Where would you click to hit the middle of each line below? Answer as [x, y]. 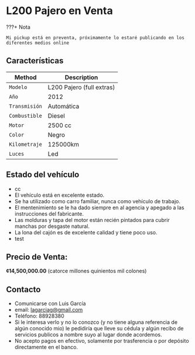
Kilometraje [26, 144]
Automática [64, 106]
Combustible [26, 116]
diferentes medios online [37, 43]
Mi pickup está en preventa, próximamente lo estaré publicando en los [95, 37]
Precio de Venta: [37, 257]
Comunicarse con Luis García [50, 303]
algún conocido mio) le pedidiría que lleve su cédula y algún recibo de [99, 329]
